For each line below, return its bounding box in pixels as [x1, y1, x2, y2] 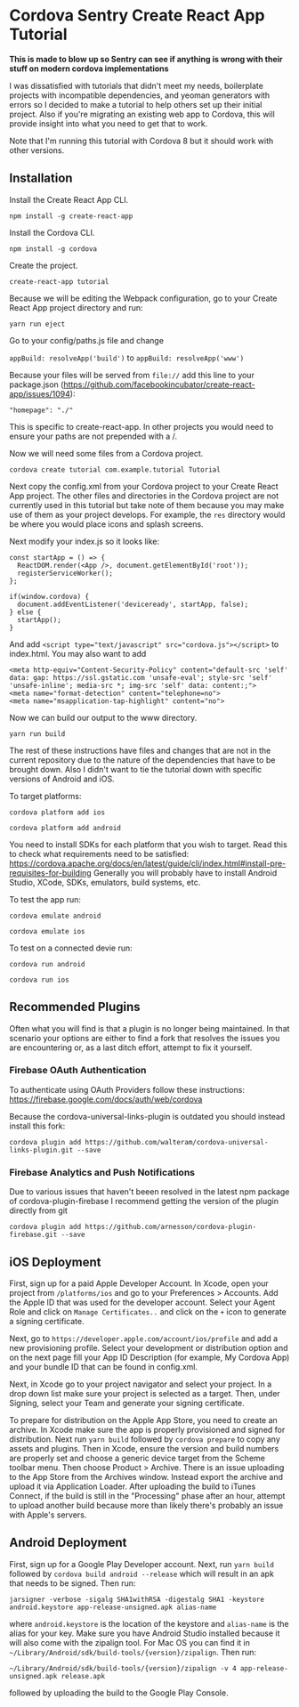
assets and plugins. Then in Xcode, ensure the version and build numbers [9, 1443, 279, 1453]
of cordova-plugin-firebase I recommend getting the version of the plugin [9, 1196, 279, 1207]
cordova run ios [9, 975, 69, 984]
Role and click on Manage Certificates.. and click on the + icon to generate [9, 1306, 287, 1317]
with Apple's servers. [9, 1509, 87, 1520]
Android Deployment [9, 1535, 127, 1550]
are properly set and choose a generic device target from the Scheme [9, 1452, 265, 1463]
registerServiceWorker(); [17, 569, 114, 578]
